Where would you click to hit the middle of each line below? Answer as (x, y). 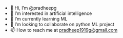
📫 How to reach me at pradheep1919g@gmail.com (64, 30)
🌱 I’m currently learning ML (39, 19)
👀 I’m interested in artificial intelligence (51, 13)
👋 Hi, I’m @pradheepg (33, 8)
